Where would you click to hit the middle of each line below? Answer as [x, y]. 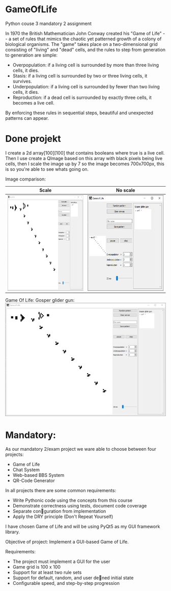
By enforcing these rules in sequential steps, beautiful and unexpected [79, 113]
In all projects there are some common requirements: [61, 491]
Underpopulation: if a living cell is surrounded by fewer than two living [86, 86]
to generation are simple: [31, 55]
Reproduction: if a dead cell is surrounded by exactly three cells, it [82, 97]
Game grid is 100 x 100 [37, 567]
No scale [126, 190]
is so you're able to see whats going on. [47, 169]
